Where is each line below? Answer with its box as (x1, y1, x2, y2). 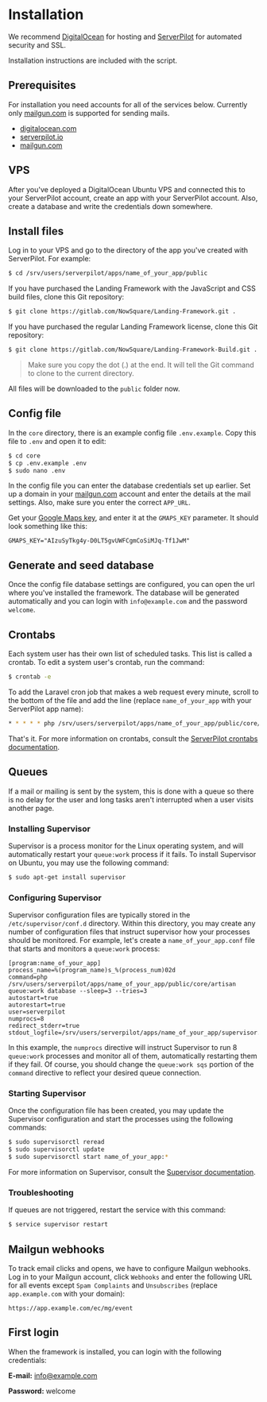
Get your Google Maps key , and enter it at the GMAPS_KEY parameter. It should (8, 513, 259, 523)
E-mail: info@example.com (8, 1370, 98, 1380)
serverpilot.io (19, 132, 64, 141)
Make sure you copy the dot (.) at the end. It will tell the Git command (27, 360, 254, 369)
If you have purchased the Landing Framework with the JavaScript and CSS (8, 284, 257, 293)
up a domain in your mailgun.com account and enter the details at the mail (8, 489, 251, 499)
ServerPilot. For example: (8, 254, 91, 264)
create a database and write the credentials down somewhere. (8, 201, 213, 211)
